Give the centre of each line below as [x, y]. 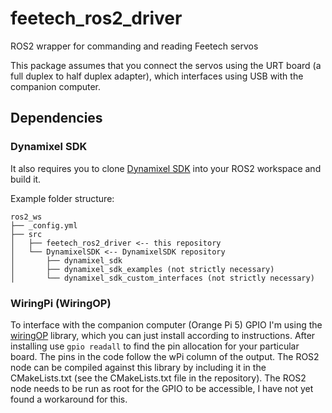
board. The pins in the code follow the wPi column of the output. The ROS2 [165, 356]
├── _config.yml [44, 225]
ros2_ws [26, 217]
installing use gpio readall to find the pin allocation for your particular [155, 346]
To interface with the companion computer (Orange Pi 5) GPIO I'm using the [166, 324]
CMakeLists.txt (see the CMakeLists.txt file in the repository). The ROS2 [158, 378]
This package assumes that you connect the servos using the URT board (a [166, 65]
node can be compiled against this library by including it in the [138, 367]
